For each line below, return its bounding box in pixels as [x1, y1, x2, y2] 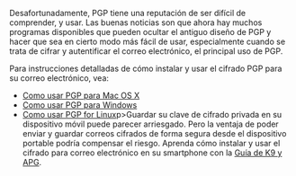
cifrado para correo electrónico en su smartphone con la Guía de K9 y [22, 147, 283, 158]
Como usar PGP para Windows [22, 100, 138, 110]
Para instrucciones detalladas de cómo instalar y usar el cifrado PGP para [9, 63, 283, 74]
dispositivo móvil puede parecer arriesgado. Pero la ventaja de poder [22, 119, 279, 129]
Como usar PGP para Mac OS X [22, 90, 140, 101]
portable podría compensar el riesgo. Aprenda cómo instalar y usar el [22, 138, 281, 148]
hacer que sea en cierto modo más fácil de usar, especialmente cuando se [9, 36, 286, 47]
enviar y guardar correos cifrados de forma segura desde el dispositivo [22, 128, 287, 138]
